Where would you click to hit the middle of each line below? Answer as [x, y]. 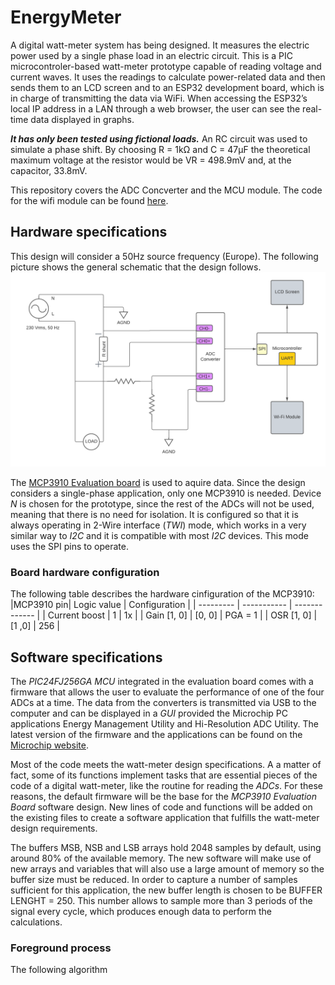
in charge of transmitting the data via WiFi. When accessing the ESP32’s [159, 98]
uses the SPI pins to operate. [69, 546]
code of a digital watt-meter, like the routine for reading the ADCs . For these [166, 785]
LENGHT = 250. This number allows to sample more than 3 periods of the [161, 900]
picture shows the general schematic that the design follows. [136, 267]
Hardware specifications [89, 232]
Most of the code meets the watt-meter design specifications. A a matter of [166, 764]
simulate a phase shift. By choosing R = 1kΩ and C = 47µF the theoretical [160, 149]
